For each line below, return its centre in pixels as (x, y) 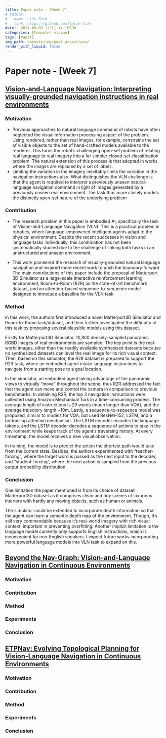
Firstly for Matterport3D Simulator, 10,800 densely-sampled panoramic (77, 338)
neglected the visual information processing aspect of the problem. (81, 134)
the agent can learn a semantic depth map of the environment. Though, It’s (81, 516)
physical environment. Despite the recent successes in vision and (79, 237)
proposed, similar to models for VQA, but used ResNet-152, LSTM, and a (79, 415)
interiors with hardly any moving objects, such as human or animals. (74, 501)
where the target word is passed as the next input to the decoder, (90, 456)
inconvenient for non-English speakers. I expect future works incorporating (82, 537)
